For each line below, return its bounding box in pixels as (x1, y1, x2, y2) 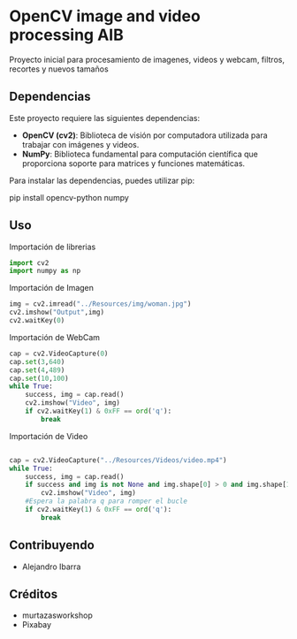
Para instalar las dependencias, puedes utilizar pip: (9, 175, 195, 186)
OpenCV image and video (9, 6, 201, 27)
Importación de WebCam (9, 331, 100, 342)
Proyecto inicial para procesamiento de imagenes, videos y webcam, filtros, (9, 54, 286, 65)
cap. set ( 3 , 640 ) (9, 357, 65, 366)
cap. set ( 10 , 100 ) (9, 374, 69, 383)
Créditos (9, 587, 58, 602)
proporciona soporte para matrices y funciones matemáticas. (21, 157, 246, 169)
